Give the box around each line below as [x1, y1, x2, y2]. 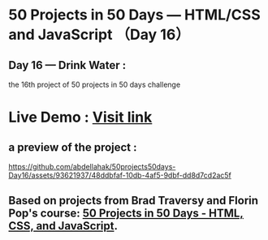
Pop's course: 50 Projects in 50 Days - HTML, [8, 207, 244, 221]
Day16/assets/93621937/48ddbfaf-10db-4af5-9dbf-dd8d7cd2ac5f [8, 170, 231, 180]
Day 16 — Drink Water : [8, 58, 127, 72]
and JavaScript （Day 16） [8, 26, 191, 44]
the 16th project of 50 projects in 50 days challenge [8, 79, 181, 89]
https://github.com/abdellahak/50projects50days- [8, 162, 176, 171]
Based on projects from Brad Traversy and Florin [8, 194, 258, 208]
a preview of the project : [8, 140, 137, 154]
